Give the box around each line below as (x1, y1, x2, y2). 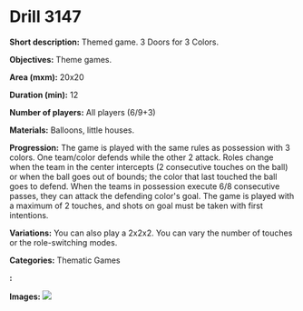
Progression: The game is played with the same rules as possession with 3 (9, 142, 290, 153)
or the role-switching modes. (9, 236, 118, 247)
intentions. (9, 209, 49, 220)
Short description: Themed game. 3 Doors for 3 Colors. (9, 36, 220, 47)
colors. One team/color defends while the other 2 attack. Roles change (9, 152, 274, 163)
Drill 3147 (9, 6, 82, 27)
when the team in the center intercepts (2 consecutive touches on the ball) (9, 161, 288, 172)
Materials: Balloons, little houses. (9, 125, 135, 135)
